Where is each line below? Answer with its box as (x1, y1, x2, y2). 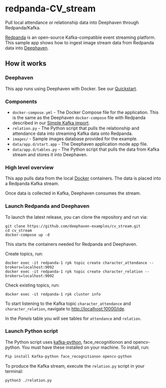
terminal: (5, 368, 23, 374)
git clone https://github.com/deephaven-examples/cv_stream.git (5, 223, 141, 229)
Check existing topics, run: (5, 282, 60, 288)
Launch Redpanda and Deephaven (5, 202, 90, 209)
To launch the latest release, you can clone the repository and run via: (5, 214, 148, 220)
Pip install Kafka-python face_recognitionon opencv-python (5, 354, 132, 359)
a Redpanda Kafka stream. (5, 181, 59, 187)
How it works (5, 59, 47, 68)
